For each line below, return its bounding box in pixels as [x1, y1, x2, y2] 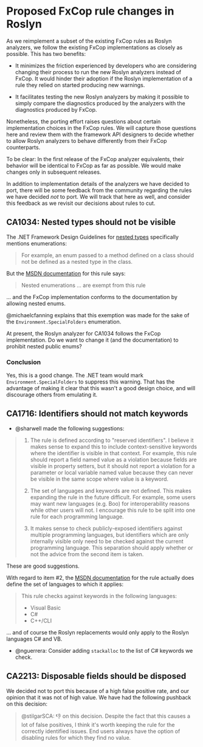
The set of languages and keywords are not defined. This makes [30, 487, 191, 494]
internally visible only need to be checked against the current [30, 537, 184, 545]
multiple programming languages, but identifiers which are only [30, 531, 189, 539]
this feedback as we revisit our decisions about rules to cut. [6, 199, 156, 207]
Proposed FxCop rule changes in [6, 4, 174, 18]
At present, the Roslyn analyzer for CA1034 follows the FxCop [6, 329, 161, 337]
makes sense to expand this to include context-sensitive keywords [30, 442, 198, 450]
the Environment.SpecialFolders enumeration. [6, 318, 122, 325]
